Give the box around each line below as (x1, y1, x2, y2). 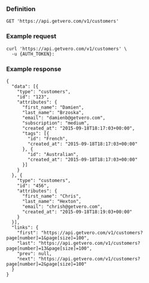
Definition (6, 5, 36, 13)
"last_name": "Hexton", (22, 198, 82, 204)
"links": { (11, 224, 39, 230)
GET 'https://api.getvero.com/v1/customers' (6, 19, 119, 24)
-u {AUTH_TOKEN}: (11, 51, 55, 57)
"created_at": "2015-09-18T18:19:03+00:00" (22, 208, 133, 215)
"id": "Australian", (28, 151, 79, 157)
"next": (17, 256, 36, 262)
